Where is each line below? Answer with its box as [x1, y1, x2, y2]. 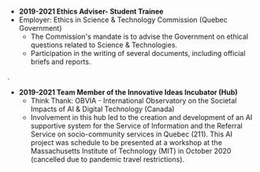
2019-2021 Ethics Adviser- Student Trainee [18, 7, 164, 16]
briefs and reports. [30, 57, 91, 66]
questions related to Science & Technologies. [30, 40, 178, 50]
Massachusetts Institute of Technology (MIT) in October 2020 [30, 146, 232, 155]
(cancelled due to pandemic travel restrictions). [30, 155, 185, 164]
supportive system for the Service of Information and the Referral [30, 122, 243, 130]
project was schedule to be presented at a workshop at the [30, 138, 222, 147]
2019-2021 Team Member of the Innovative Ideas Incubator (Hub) [18, 88, 238, 97]
